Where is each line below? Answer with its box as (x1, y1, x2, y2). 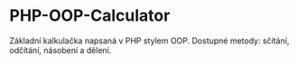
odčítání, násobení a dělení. (9, 44, 112, 55)
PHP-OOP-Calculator (9, 5, 171, 26)
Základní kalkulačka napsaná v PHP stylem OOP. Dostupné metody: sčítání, (9, 35, 290, 46)
